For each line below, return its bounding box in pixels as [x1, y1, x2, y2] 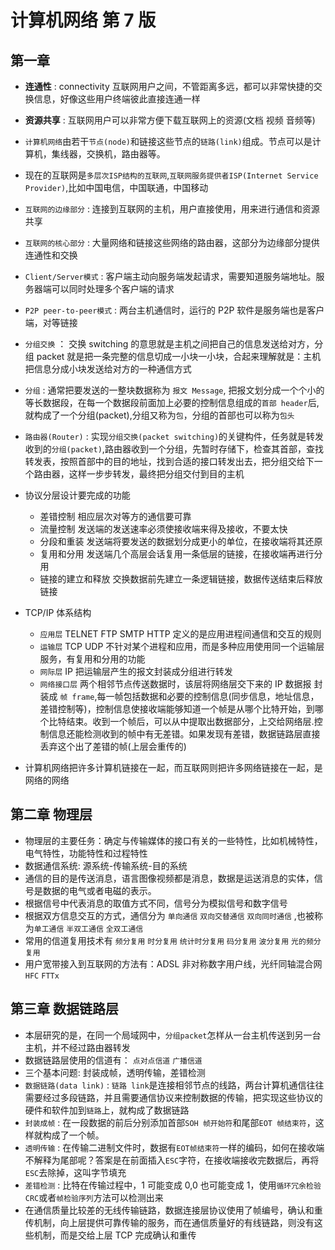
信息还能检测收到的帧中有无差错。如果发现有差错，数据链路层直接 [48, 728, 321, 740]
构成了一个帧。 [42, 1129, 105, 1141]
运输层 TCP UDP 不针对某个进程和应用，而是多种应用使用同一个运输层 [39, 641, 325, 652]
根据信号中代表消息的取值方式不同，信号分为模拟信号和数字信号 [24, 897, 288, 909]
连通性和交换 [24, 249, 78, 261]
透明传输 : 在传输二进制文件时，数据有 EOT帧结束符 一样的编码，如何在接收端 [24, 1141, 325, 1153]
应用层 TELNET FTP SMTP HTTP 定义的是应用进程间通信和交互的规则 [39, 628, 322, 640]
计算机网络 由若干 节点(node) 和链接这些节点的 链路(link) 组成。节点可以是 [24, 136, 313, 147]
